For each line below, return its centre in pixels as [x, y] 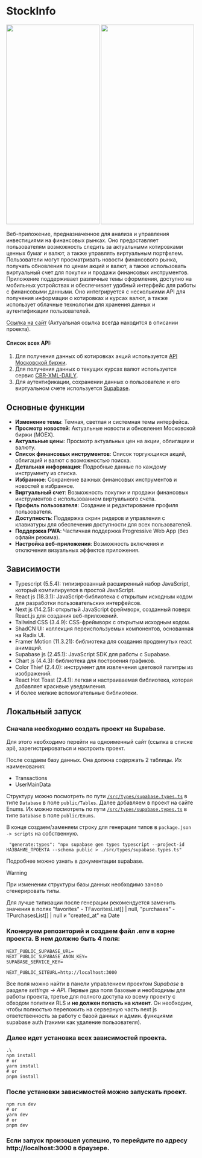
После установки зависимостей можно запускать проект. [97, 1092]
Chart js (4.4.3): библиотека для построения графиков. [85, 661]
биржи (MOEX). [35, 434]
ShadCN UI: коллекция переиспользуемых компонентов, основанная [104, 629]
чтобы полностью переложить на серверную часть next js [82, 1009]
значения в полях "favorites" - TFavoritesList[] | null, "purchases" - [91, 909]
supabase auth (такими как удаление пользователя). [74, 1022]
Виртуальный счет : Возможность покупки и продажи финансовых [102, 492]
